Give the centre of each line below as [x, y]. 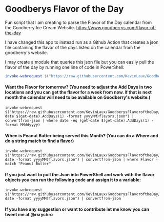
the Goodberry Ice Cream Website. [40, 27]
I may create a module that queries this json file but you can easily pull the [80, 62]
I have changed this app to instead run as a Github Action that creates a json [82, 42]
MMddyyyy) [30, 125]
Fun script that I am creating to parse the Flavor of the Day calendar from [79, 22]
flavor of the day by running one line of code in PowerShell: [65, 67]
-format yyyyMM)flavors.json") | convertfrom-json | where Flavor [85, 160]
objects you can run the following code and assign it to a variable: [73, 180]
